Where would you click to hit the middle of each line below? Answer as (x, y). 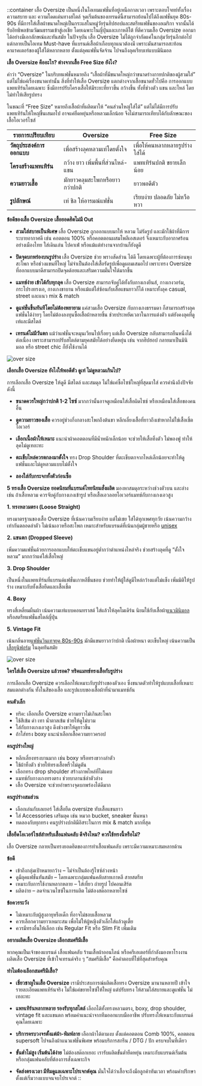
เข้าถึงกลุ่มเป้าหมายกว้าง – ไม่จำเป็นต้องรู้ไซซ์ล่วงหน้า (67, 870)
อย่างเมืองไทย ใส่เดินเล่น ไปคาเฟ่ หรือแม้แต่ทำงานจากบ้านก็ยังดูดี (78, 245)
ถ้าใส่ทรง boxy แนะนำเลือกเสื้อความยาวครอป (61, 734)
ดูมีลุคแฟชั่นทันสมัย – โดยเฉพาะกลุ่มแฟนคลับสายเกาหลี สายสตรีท (79, 877)
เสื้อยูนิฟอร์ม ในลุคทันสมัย (32, 647)
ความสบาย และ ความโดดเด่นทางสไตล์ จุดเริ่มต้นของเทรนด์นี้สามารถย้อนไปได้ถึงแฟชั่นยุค (93, 16)
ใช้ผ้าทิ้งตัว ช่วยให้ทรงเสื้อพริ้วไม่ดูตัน (51, 765)
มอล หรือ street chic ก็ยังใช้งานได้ (51, 347)
